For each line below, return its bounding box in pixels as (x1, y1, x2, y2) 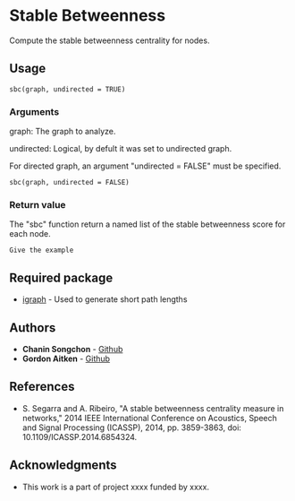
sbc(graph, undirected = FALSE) (9, 178, 130, 187)
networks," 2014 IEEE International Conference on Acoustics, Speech (21, 412, 277, 423)
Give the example (9, 246, 74, 255)
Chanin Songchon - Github (21, 343, 123, 354)
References (9, 379, 75, 394)
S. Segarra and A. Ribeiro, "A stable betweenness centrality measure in (21, 402, 284, 413)
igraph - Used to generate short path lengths (21, 294, 188, 305)
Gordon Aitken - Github (21, 353, 110, 364)
